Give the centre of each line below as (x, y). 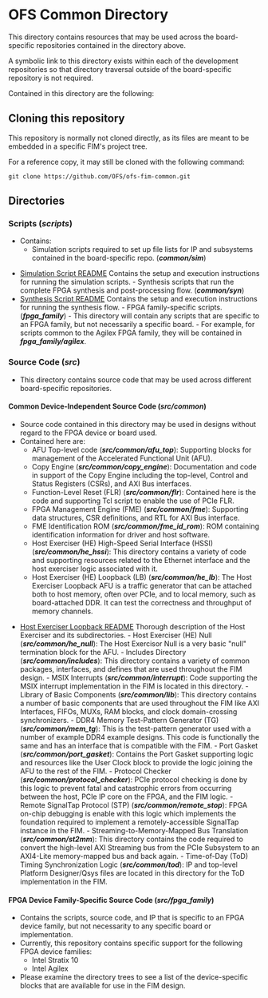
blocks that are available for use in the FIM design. (102, 986)
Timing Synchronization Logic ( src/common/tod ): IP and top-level (128, 864)
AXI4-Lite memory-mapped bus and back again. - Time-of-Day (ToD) (134, 856)
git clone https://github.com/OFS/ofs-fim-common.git (100, 176)
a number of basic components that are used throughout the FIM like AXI (140, 703)
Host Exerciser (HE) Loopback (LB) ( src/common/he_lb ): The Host (142, 577)
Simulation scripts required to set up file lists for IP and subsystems (142, 249)
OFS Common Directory (89, 15)
